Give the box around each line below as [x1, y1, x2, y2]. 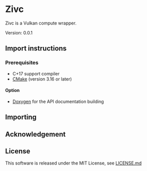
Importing [5, 113, 36, 121]
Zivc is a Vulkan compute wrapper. [5, 20, 76, 26]
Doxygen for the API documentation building [12, 98, 104, 104]
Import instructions [5, 44, 67, 53]
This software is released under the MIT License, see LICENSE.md [5, 160, 142, 166]
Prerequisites [5, 59, 38, 66]
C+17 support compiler [12, 70, 60, 76]
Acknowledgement [5, 130, 66, 138]
